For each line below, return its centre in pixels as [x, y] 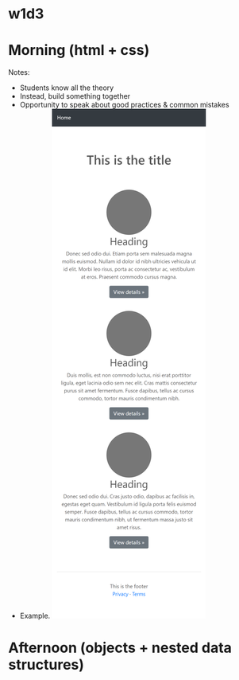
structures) [46, 665]
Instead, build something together [75, 96]
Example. [35, 616]
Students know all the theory [67, 88]
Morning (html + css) [79, 51]
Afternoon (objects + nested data [120, 648]
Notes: [19, 72]
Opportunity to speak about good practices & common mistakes [124, 105]
